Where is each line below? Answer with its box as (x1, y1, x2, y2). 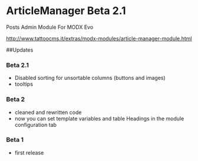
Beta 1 (6, 136, 24, 144)
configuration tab (14, 121, 57, 128)
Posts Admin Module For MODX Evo (6, 24, 94, 31)
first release (14, 149, 44, 156)
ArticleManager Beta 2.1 (6, 4, 126, 18)
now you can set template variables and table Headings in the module (14, 115, 184, 122)
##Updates (6, 46, 34, 53)
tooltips (14, 80, 34, 88)
